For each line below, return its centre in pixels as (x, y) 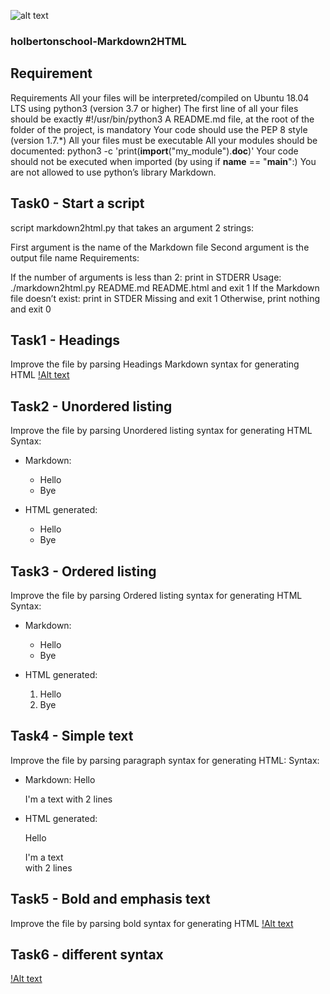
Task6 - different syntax (87, 954)
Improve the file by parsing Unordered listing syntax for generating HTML (161, 431)
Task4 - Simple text (72, 736)
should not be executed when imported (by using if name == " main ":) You (163, 161)
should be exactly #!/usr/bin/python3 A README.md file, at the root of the (162, 119)
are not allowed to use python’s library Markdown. (113, 172)
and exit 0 (31, 309)
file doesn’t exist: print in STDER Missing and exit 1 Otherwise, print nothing (165, 298)
